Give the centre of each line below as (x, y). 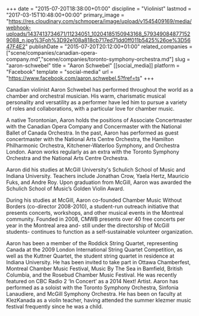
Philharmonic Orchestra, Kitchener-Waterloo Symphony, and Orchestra (93, 146)
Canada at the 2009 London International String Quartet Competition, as (94, 250)
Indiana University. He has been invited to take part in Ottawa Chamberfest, (99, 262)
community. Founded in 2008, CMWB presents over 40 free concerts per (96, 219)
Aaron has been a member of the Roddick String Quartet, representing (92, 243)
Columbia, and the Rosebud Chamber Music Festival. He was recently (91, 275)
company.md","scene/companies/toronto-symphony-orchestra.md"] (90, 59)
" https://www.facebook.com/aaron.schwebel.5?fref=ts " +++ (80, 78)
